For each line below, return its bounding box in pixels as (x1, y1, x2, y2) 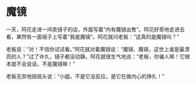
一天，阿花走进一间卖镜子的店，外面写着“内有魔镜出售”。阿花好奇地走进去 (6, 26, 185, 33)
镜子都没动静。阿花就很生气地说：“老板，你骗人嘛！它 (54, 53, 185, 60)
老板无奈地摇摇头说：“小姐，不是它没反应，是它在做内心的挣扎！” (6, 73, 165, 80)
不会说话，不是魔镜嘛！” (16, 60, 75, 67)
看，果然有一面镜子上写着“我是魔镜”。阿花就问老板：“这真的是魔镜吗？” (6, 33, 180, 40)
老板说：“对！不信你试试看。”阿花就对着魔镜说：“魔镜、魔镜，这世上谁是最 (6, 45, 185, 53)
